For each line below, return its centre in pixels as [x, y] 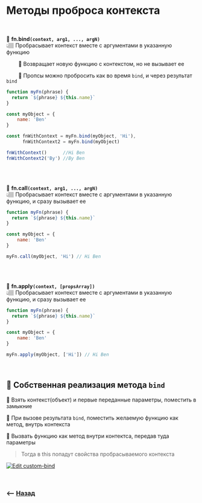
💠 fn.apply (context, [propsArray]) [51, 286]
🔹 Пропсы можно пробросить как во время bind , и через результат [105, 75]
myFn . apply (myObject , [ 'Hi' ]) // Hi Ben [58, 355]
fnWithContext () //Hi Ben [46, 152]
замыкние [19, 406]
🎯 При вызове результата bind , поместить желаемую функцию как [93, 418]
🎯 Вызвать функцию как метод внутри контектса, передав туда [88, 436]
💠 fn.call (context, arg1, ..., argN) [52, 188]
